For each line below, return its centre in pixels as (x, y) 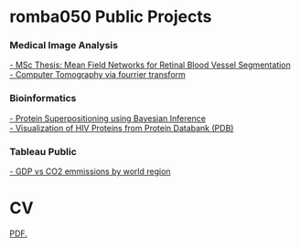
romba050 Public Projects (111, 17)
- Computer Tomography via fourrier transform (97, 75)
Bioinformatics (43, 98)
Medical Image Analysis (64, 46)
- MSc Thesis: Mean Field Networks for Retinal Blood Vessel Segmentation (150, 65)
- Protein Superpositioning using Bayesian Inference (107, 118)
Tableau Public (43, 151)
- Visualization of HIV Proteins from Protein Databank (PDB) (122, 128)
